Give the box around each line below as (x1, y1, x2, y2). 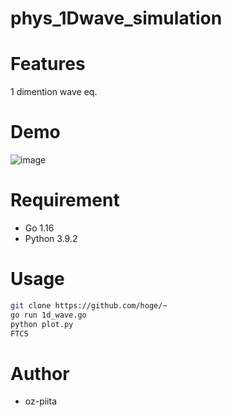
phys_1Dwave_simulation (10, 7, 223, 30)
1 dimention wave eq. (10, 86, 98, 98)
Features (10, 53, 86, 76)
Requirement (10, 189, 120, 212)
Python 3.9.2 (24, 233, 78, 244)
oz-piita (24, 395, 58, 407)
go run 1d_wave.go (10, 310, 87, 320)
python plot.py (10, 319, 74, 329)
